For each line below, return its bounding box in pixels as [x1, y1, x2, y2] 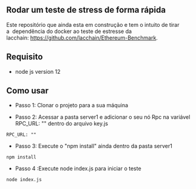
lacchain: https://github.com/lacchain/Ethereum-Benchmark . [6, 34, 158, 41]
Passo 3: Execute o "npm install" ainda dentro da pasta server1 [15, 143, 173, 150]
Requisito [6, 52, 43, 62]
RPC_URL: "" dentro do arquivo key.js [15, 120, 108, 127]
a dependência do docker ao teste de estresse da [6, 27, 132, 35]
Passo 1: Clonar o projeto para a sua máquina [15, 102, 129, 109]
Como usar [6, 85, 49, 96]
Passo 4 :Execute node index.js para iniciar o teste [15, 165, 141, 173]
